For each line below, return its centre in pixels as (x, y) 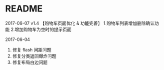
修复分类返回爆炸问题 (34, 56)
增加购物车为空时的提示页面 (43, 29)
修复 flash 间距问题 (32, 49)
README (24, 9)
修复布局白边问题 (30, 62)
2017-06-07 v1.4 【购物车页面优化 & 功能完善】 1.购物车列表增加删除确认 (80, 23)
